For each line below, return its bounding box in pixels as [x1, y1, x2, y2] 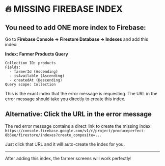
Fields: [5, 65, 21, 70]
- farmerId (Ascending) [9, 69, 58, 74]
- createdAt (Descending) [9, 78, 63, 83]
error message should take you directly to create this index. [5, 96, 126, 102]
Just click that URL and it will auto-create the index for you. [5, 141, 125, 147]
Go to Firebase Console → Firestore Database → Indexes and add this [5, 36, 148, 42]
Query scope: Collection [5, 82, 56, 87]
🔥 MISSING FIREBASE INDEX [5, 3, 123, 15]
